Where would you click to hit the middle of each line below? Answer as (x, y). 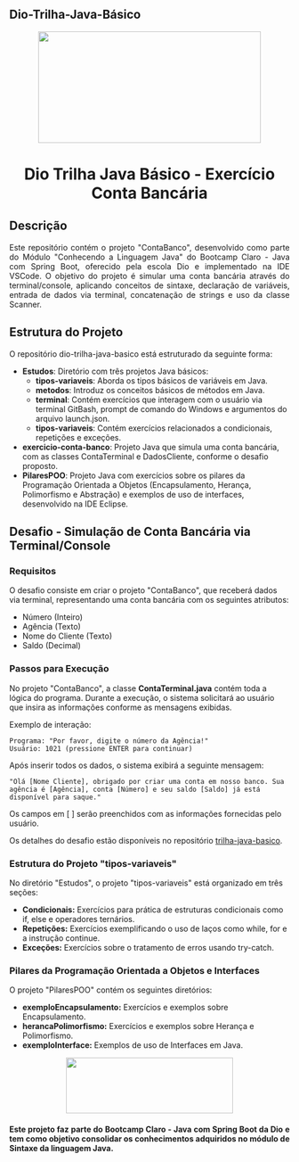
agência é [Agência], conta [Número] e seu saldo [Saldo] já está (135, 789)
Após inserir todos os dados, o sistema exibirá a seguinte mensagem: (137, 765)
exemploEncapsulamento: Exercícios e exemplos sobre (125, 1008)
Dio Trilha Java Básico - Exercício (149, 174)
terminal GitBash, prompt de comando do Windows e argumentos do (161, 408)
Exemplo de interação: (50, 724)
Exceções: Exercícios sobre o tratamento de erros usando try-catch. (148, 947)
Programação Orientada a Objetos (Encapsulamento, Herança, (137, 484)
